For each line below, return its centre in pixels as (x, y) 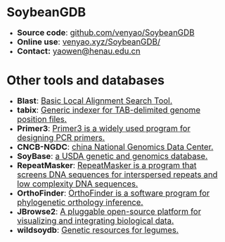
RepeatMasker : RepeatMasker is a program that (107, 165)
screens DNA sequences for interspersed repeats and (117, 174)
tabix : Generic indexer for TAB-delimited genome (109, 110)
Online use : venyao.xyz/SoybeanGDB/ (89, 42)
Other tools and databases (86, 81)
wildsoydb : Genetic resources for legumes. (98, 230)
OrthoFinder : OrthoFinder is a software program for (113, 193)
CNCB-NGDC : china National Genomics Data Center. (115, 147)
